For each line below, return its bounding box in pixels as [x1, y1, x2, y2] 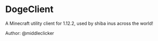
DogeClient [5, 4, 54, 15]
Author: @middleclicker [5, 30, 54, 36]
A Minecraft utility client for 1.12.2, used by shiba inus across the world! [5, 20, 153, 26]
